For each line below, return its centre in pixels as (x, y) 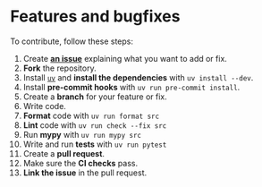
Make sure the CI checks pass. (80, 163)
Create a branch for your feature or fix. (95, 97)
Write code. (44, 106)
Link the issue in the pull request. (85, 173)
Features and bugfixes (95, 17)
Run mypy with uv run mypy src (82, 134)
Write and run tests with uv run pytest (95, 144)
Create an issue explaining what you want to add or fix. (125, 58)
